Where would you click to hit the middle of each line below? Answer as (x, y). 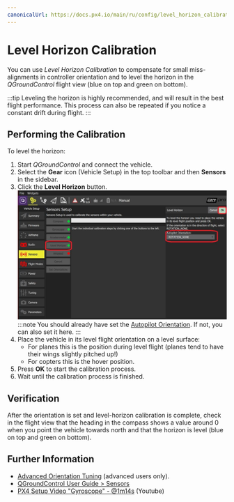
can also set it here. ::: (49, 332)
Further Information (51, 459)
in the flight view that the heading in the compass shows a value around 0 (113, 423)
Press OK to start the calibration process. (77, 369)
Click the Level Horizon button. (62, 187)
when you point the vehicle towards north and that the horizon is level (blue (116, 430)
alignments (23, 77)
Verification (33, 398)
